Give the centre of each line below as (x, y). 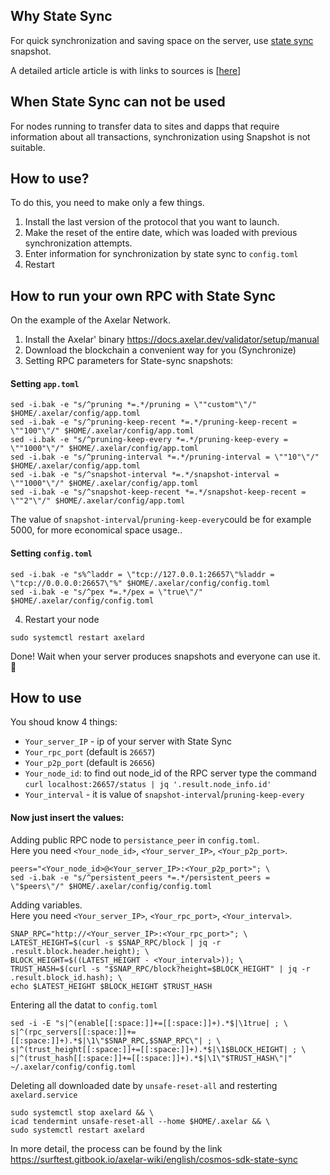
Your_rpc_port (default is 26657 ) (90, 752)
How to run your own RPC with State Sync (143, 295)
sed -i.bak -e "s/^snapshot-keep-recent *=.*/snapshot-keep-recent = (158, 492)
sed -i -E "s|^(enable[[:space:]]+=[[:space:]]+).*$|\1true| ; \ (149, 1023)
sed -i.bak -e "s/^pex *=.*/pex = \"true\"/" (106, 592)
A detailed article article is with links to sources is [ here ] (126, 70)
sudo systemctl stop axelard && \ (82, 1112)
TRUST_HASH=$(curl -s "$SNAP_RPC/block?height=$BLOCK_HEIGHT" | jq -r (160, 969)
